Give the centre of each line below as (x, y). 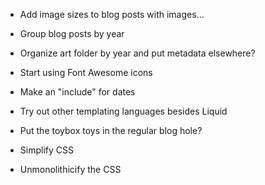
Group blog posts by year (72, 33)
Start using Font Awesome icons (86, 72)
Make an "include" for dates (77, 92)
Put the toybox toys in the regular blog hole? (111, 130)
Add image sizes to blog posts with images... (112, 14)
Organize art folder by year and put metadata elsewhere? (137, 53)
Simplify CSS (46, 150)
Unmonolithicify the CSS (70, 169)
